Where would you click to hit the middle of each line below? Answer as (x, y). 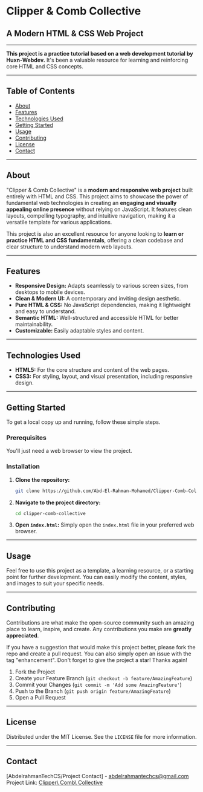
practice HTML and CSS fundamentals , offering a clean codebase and (95, 240)
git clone (27, 491)
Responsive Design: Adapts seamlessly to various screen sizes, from (101, 286)
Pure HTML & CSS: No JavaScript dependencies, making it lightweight (103, 305)
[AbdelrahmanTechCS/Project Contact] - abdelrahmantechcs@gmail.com (98, 776)
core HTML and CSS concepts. (45, 67)
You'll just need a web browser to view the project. (69, 451)
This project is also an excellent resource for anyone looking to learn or (95, 233)
